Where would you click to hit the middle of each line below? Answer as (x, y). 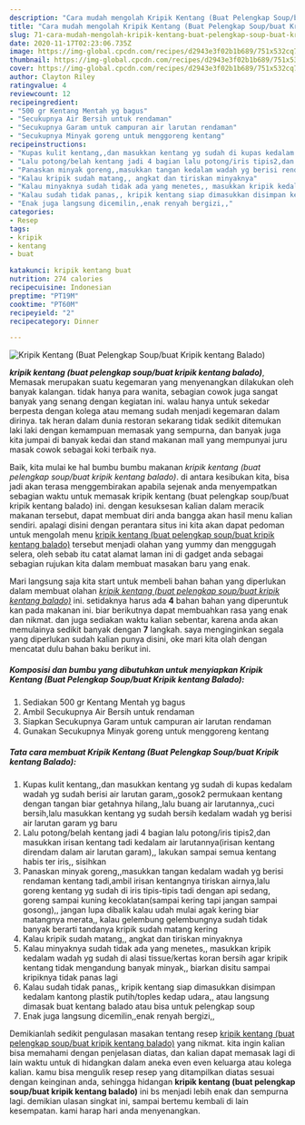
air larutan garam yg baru (70, 824)
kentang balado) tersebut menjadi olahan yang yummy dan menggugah (143, 545)
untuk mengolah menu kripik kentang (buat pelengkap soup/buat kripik (142, 535)
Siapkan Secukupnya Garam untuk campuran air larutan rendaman (147, 722)
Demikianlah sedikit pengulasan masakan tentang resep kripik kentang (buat (152, 1034)
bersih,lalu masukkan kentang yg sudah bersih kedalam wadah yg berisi (157, 814)
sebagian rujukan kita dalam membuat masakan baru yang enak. (130, 564)
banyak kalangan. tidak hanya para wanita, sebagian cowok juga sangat (144, 392)
